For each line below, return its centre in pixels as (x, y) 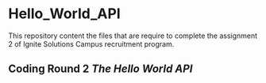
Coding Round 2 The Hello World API (100, 69)
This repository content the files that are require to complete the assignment (133, 36)
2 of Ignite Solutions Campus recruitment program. (91, 43)
